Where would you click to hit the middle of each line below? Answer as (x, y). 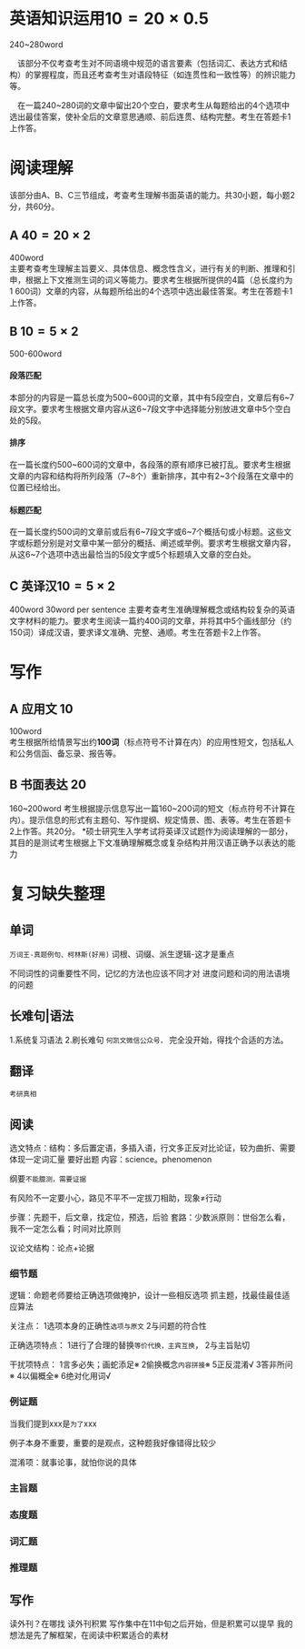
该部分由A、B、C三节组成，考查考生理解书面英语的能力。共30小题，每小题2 (152, 195)
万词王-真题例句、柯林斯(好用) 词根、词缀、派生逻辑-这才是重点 (122, 954)
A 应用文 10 (41, 709)
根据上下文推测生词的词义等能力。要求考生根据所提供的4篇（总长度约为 (159, 279)
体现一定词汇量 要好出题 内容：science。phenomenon (111, 1160)
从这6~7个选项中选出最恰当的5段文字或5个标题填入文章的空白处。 (133, 555)
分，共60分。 (34, 206)
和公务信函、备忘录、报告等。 (65, 753)
